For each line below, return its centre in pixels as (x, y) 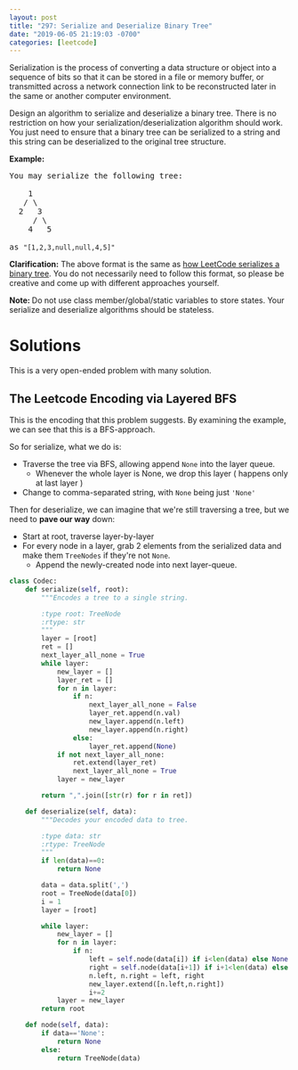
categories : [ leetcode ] (53, 42)
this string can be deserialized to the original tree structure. (118, 142)
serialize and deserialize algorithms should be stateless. (112, 310)
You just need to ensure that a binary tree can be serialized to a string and (145, 132)
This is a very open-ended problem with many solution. (110, 371)
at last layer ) (59, 483)
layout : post (33, 17)
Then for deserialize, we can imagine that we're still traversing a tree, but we (149, 510)
